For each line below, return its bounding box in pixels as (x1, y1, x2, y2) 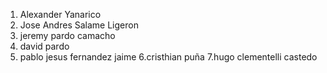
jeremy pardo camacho (19, 30, 116, 41)
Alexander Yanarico (19, 9, 102, 20)
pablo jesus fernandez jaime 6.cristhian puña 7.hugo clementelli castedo (19, 51, 318, 63)
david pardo (19, 40, 70, 52)
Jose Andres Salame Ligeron (19, 19, 139, 31)
